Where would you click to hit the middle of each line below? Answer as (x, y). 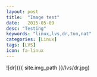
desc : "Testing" (26, 28)
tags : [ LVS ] (21, 45)
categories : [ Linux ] (32, 39)
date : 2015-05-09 (30, 23)
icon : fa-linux (25, 51)
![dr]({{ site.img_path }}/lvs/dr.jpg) (48, 67)
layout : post (22, 12)
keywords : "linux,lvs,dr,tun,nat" (49, 34)
